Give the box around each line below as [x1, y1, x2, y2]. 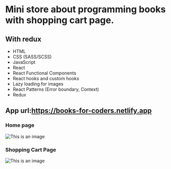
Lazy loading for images [12, 81, 64, 87]
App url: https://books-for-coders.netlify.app [5, 106, 152, 115]
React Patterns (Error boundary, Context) [12, 86, 100, 92]
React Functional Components [12, 70, 77, 76]
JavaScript [12, 59, 36, 65]
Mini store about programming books [5, 4, 166, 15]
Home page [5, 122, 35, 129]
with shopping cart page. [5, 14, 114, 26]
